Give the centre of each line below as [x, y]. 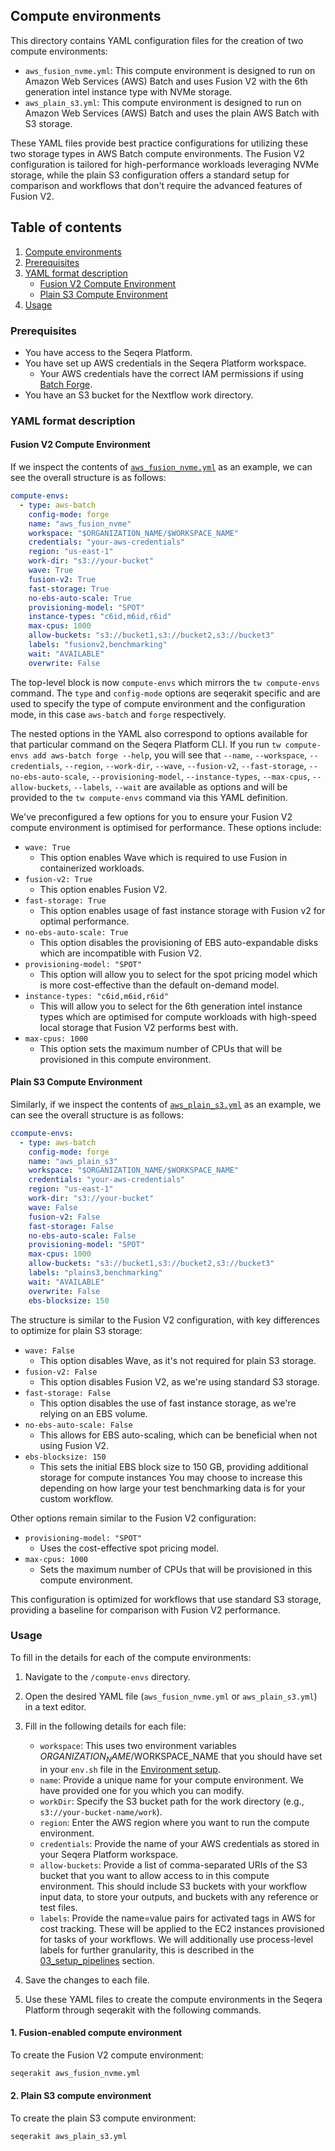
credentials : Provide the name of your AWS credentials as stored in [179, 1843]
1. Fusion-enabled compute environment [96, 2033]
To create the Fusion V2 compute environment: [107, 2055]
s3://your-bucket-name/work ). [101, 1811]
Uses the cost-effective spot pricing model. [129, 1548]
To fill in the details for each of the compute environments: [131, 1657]
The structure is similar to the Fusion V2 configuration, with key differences [165, 1320]
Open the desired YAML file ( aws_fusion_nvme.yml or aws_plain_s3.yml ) [171, 1696]
